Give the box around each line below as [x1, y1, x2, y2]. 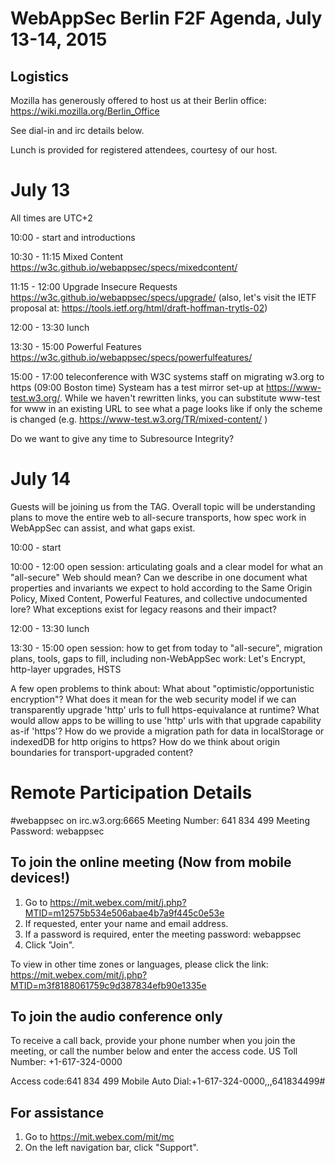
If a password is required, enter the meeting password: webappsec [24, 928, 302, 940]
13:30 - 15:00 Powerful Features [10, 340, 142, 352]
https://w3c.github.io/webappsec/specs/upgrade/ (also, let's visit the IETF [10, 291, 317, 303]
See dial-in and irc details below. [10, 125, 145, 136]
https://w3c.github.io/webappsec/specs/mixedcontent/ [10, 261, 238, 273]
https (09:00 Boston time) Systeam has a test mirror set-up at [10, 381, 265, 393]
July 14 [10, 468, 72, 491]
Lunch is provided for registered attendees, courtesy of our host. [10, 144, 278, 156]
